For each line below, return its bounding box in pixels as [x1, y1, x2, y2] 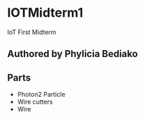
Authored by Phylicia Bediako [7, 48, 138, 60]
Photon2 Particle [17, 90, 66, 99]
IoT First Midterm [7, 28, 57, 36]
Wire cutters [17, 97, 54, 106]
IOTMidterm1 [7, 5, 84, 21]
